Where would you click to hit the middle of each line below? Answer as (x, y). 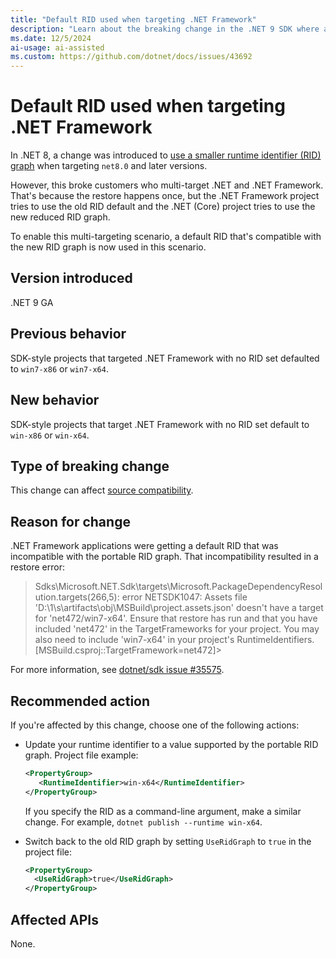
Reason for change (70, 521)
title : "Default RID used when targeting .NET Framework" (133, 19)
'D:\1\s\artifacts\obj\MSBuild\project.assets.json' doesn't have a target (179, 608)
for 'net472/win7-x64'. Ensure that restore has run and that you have (176, 618)
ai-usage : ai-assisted (57, 47)
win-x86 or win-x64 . (50, 435)
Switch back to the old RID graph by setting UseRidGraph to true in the (168, 841)
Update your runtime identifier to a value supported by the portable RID (171, 744)
